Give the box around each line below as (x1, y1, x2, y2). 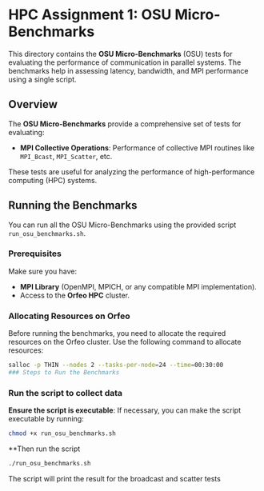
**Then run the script (8, 444, 81, 453)
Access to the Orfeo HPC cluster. (19, 290, 130, 300)
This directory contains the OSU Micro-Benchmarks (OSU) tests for (8, 49, 234, 58)
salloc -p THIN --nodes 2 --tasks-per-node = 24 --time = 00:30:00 (8, 361, 224, 369)
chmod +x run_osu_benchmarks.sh (8, 429, 116, 437)
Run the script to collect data (8, 387, 122, 398)
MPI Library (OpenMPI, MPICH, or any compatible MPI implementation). (19, 281, 258, 291)
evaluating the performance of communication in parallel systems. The (8, 58, 242, 67)
